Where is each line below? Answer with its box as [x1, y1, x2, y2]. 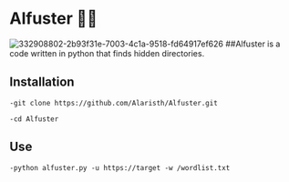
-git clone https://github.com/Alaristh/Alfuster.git [9, 98, 219, 107]
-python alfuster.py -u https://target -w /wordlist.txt [9, 163, 231, 172]
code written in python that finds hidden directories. [9, 47, 205, 58]
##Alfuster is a [224, 38, 281, 49]
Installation [9, 75, 75, 90]
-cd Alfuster [9, 114, 59, 124]
